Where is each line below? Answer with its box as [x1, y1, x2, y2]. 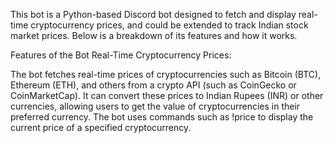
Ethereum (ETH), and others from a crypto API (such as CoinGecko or [10, 79, 297, 91]
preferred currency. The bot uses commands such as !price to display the [10, 111, 314, 123]
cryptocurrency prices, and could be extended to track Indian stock [30, 19, 309, 31]
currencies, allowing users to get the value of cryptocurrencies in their [10, 100, 301, 112]
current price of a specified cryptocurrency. [10, 122, 192, 133]
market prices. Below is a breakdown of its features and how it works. [10, 30, 298, 41]
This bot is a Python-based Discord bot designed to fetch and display [10, 9, 297, 20]
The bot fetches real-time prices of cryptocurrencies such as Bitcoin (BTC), [10, 69, 322, 80]
